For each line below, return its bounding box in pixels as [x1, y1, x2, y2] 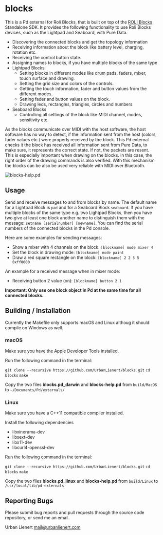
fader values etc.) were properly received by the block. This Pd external [5, 136, 149, 142]
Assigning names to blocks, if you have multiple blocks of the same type [12, 60, 158, 65]
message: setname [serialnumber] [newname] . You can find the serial [5, 220, 143, 226]
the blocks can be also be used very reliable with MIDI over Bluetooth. [5, 162, 145, 169]
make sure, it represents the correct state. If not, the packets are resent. [5, 147, 149, 153]
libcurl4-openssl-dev [12, 445, 55, 450]
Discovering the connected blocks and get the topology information [12, 39, 148, 44]
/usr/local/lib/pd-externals [5, 483, 64, 489]
